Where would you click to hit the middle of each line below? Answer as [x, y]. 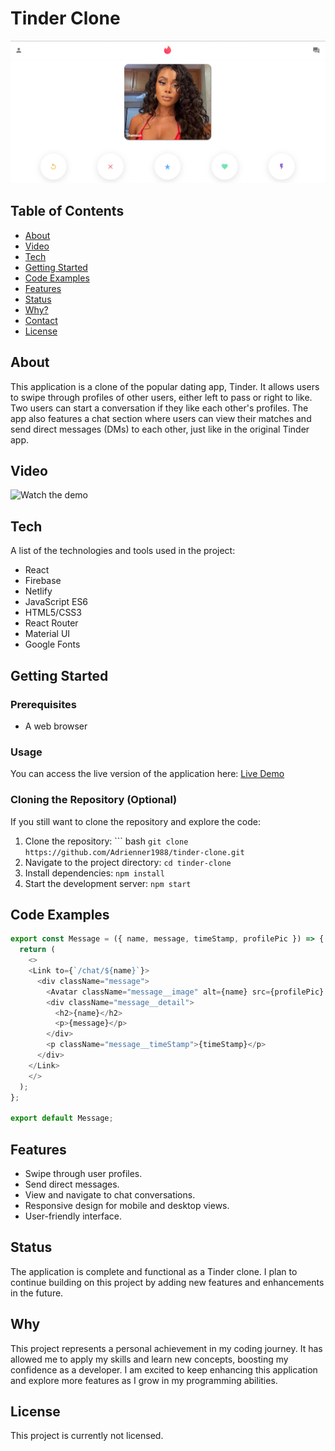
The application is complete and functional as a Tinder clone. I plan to [154, 1271]
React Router [51, 623]
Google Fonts [52, 644]
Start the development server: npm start [108, 883]
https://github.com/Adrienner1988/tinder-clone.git [134, 852]
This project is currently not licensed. [87, 1436]
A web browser [56, 726]
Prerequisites [43, 704]
